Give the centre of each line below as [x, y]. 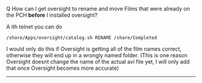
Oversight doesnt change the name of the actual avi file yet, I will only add [98, 62]
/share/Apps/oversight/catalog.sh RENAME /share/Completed [82, 38]
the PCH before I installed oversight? [52, 15]
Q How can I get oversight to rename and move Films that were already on [98, 9]
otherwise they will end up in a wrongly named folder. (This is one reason [97, 55]
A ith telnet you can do [34, 27]
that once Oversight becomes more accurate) [63, 68]
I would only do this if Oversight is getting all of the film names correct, [94, 49]
